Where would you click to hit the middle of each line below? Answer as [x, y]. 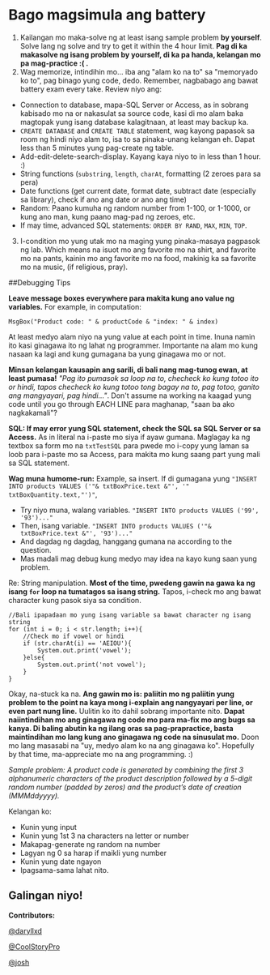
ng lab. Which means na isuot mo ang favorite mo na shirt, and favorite [138, 250]
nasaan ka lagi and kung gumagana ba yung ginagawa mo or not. [117, 353]
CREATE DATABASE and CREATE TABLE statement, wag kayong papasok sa [137, 130]
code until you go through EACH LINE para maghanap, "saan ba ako [122, 404]
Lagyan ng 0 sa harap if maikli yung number [93, 853]
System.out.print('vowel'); [84, 650]
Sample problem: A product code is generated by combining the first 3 [126, 770]
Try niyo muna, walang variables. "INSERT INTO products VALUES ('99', [139, 510]
